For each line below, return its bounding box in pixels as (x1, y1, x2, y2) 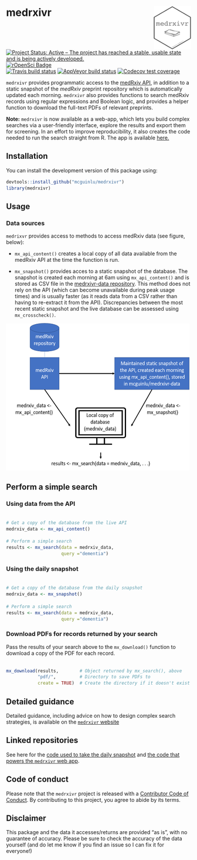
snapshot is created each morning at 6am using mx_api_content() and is (14, 274, 189, 281)
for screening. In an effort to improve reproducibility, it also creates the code (6, 128, 191, 135)
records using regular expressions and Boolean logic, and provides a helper (6, 98, 189, 105)
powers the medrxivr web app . (6, 757, 80, 764)
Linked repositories (6, 735, 79, 745)
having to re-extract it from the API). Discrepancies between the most (14, 299, 183, 306)
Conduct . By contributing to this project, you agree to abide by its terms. (6, 796, 181, 803)
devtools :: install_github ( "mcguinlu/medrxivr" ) (6, 179, 125, 185)
